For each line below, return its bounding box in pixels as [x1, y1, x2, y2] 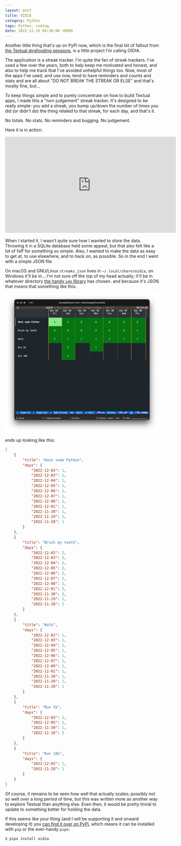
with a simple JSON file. [5, 259, 53, 265]
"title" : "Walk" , [22, 622, 58, 627]
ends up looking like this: [5, 437, 55, 443]
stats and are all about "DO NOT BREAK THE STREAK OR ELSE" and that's [5, 78, 154, 84]
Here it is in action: [5, 127, 43, 133]
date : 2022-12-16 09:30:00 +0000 [5, 28, 73, 34]
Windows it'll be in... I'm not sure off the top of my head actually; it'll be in [5, 273, 153, 279]
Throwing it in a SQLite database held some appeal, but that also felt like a [5, 243, 154, 249]
